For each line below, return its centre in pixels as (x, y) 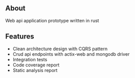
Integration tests (30, 59)
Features (20, 37)
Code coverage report (36, 65)
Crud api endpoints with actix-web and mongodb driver (71, 54)
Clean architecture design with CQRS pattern (60, 49)
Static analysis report (35, 70)
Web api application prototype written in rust (52, 20)
